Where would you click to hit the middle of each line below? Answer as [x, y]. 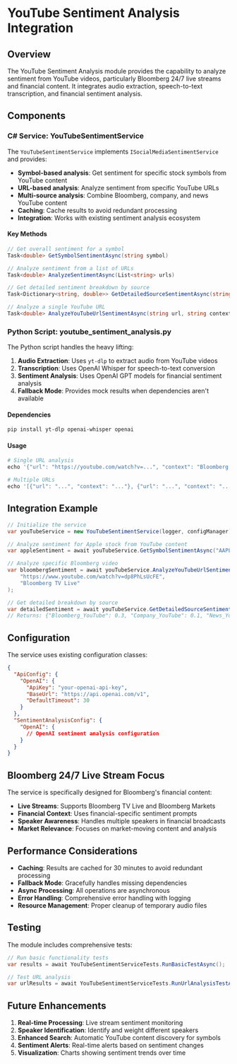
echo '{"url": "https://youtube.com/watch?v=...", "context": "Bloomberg [118, 467]
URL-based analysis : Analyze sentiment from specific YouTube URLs [118, 187]
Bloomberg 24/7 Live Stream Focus [86, 775]
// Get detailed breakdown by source [63, 603]
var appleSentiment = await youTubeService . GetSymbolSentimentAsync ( [112, 551]
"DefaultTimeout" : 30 [58, 701]
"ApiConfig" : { [36, 674]
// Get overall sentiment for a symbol [66, 249]
